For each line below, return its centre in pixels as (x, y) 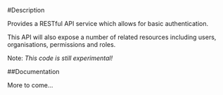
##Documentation (33, 72)
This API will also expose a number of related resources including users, (112, 37)
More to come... (30, 85)
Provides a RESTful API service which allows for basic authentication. (108, 23)
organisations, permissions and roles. (62, 44)
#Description (26, 10)
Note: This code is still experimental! (60, 58)
